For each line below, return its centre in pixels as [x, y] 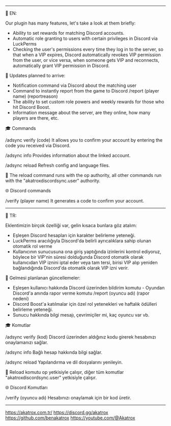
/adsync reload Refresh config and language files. [58, 165]
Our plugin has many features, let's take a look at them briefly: [70, 23]
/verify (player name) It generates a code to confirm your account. [75, 201]
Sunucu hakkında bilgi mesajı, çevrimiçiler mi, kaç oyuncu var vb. [81, 315]
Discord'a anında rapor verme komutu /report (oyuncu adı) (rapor [81, 293]
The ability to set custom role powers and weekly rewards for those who [88, 102]
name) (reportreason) [35, 96]
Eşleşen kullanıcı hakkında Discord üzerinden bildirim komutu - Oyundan [89, 288]
